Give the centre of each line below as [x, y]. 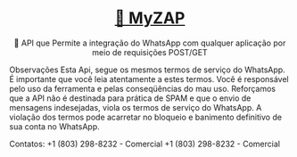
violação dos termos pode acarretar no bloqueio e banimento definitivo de [146, 117]
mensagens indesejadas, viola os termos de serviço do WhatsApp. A [136, 107]
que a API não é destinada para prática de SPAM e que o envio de [130, 98]
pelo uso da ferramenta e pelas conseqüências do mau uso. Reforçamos [143, 88]
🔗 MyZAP [150, 18]
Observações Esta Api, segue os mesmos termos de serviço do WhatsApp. [147, 70]
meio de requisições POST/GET [150, 52]
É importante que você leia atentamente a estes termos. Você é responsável [149, 78]
